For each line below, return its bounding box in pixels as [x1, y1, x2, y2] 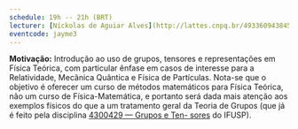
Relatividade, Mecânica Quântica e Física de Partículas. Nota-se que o [9, 72, 267, 83]
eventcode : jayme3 [9, 29, 77, 38]
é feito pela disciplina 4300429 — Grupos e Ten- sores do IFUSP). [9, 110, 252, 120]
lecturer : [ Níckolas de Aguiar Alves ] [9, 21, 153, 30]
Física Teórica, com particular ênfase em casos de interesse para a [9, 63, 255, 73]
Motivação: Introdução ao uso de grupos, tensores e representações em [9, 54, 277, 64]
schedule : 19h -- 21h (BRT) [9, 12, 114, 22]
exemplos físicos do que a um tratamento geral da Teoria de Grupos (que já [9, 101, 286, 111]
